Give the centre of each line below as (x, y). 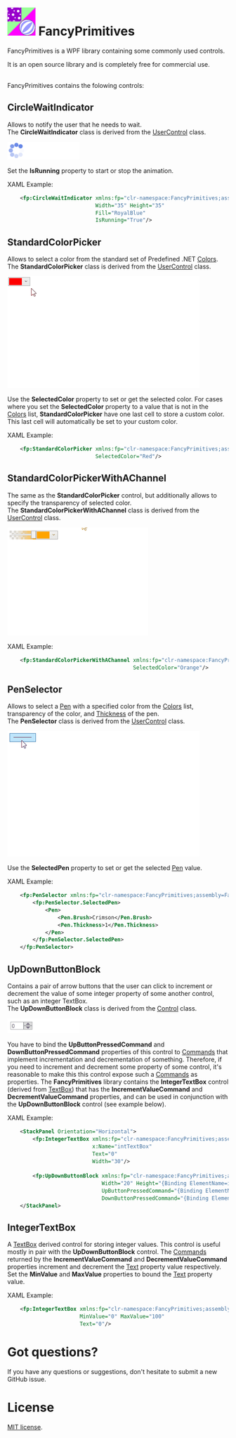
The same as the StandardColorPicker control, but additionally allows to (112, 495)
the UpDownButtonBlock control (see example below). (87, 1104)
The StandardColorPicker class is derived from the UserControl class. (109, 266)
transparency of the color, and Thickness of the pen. (83, 714)
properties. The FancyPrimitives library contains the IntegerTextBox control (118, 1082)
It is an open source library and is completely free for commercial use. (109, 64)
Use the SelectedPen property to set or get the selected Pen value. (105, 868)
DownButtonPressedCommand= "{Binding (155, 1198)
